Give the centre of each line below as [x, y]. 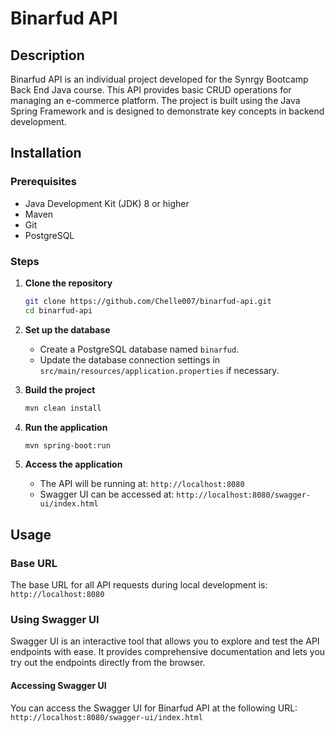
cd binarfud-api [58, 310]
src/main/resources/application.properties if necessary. [159, 370]
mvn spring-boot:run [67, 445]
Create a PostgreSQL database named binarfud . [139, 349]
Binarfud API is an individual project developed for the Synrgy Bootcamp [159, 79]
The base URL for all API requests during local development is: [139, 585]
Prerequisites [43, 182]
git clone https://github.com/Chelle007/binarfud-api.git [148, 301]
